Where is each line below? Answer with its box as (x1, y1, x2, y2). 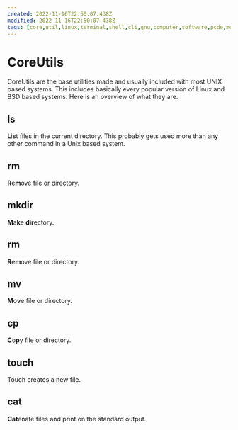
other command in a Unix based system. (7, 140, 125, 148)
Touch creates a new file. (7, 375, 81, 383)
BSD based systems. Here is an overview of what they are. (7, 93, 178, 101)
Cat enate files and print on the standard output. (7, 414, 147, 423)
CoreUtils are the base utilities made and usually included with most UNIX (7, 77, 222, 86)
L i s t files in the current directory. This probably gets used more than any (7, 132, 218, 140)
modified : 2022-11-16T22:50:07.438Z (7, 17, 115, 24)
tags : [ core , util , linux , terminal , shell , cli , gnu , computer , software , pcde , (7, 23, 227, 30)
